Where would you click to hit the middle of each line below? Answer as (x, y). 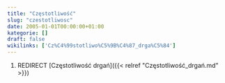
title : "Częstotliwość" (42, 13)
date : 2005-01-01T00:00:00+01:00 (56, 26)
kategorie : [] (28, 33)
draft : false (26, 39)
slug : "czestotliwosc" (40, 20)
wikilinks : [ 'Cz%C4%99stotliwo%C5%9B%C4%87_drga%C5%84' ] (92, 46)
